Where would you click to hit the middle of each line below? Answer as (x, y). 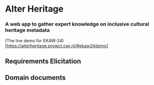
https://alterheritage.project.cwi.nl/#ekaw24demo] (57, 46)
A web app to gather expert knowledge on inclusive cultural (77, 24)
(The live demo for (24, 41)
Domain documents (35, 78)
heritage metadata (28, 30)
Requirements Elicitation (43, 61)
